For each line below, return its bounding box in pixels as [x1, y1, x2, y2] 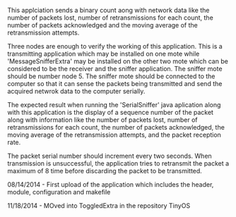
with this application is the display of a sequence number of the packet [7, 108, 214, 116]
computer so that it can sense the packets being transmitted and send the [7, 80, 223, 87]
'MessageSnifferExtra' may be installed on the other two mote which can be [7, 57, 228, 66]
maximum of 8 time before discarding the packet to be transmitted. [7, 167, 203, 175]
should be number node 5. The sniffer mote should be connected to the [7, 72, 216, 80]
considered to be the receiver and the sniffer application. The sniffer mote [7, 65, 223, 73]
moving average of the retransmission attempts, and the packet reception [7, 130, 221, 139]
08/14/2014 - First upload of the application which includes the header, [7, 180, 214, 189]
